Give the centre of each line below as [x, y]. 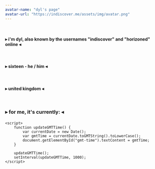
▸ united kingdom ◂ [25, 88]
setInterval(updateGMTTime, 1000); [50, 157]
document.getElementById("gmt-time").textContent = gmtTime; [86, 140]
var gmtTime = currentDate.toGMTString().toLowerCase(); [82, 136]
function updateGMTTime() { [42, 127]
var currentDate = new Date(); [55, 132]
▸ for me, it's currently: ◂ [35, 112]
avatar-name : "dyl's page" [33, 10]
